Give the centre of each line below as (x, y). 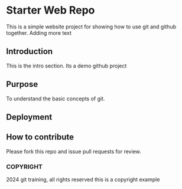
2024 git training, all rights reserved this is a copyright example (83, 180)
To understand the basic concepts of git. (56, 99)
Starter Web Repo (51, 10)
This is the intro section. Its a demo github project (66, 66)
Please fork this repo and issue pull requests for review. (74, 151)
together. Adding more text (39, 32)
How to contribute (40, 137)
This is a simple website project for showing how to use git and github (91, 27)
